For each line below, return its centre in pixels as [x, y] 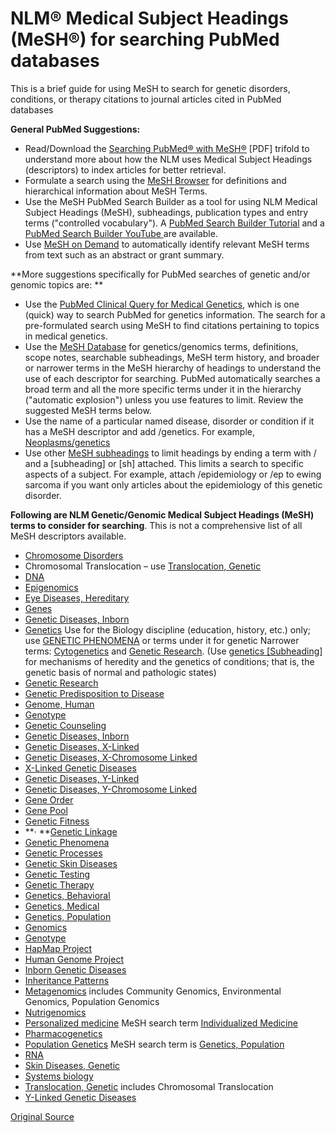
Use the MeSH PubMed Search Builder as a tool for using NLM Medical [171, 201]
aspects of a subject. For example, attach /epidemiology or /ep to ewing [173, 474]
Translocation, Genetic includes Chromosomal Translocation [149, 1086]
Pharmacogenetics [63, 1033]
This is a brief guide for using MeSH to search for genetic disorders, [150, 88]
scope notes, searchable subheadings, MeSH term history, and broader [172, 357]
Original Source [42, 1116]
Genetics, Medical [62, 906]
